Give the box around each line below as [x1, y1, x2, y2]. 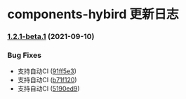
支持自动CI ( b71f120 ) [17, 76, 77, 84]
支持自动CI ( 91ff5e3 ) [17, 67, 77, 75]
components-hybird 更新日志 [7, 6, 179, 22]
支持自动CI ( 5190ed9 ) [17, 84, 80, 93]
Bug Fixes [7, 50, 42, 60]
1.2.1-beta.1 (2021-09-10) [7, 32, 95, 42]
